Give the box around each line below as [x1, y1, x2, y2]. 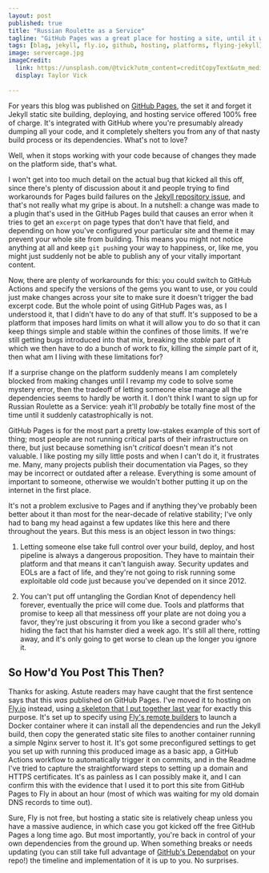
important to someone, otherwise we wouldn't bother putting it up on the [8, 476, 248, 486]
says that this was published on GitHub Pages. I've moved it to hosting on [8, 695, 251, 705]
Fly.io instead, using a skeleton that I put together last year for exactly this [8, 704, 252, 713]
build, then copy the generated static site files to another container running [8, 730, 255, 739]
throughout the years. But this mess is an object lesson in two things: [8, 526, 236, 536]
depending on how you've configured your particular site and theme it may [8, 225, 255, 235]
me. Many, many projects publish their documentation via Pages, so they [8, 459, 248, 469]
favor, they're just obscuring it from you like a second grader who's [19, 616, 242, 626]
